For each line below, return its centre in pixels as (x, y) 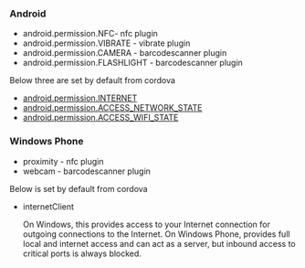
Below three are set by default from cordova (93, 80)
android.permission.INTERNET (80, 98)
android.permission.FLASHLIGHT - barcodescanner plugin (133, 63)
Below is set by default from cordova (79, 188)
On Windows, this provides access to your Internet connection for (147, 224)
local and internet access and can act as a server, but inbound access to (159, 243)
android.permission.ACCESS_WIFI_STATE (100, 118)
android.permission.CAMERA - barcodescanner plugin (125, 53)
